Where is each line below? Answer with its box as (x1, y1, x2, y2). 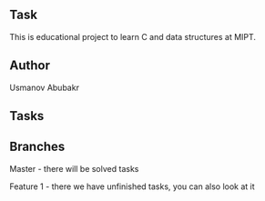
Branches (9, 139, 66, 155)
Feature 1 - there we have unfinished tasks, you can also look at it (9, 181, 255, 192)
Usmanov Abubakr (9, 82, 80, 93)
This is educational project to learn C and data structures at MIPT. (9, 31, 257, 42)
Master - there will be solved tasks (9, 163, 139, 174)
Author (9, 58, 50, 74)
